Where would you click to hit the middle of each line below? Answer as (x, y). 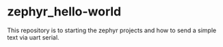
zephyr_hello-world (64, 12)
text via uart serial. (33, 37)
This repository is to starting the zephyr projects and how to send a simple (112, 30)
